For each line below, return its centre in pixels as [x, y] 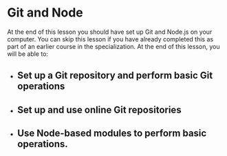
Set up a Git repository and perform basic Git [115, 76]
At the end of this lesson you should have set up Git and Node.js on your [110, 32]
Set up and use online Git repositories [99, 109]
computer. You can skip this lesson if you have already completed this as [110, 39]
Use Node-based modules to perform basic [112, 134]
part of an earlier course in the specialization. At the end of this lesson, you [113, 46]
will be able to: [28, 54]
